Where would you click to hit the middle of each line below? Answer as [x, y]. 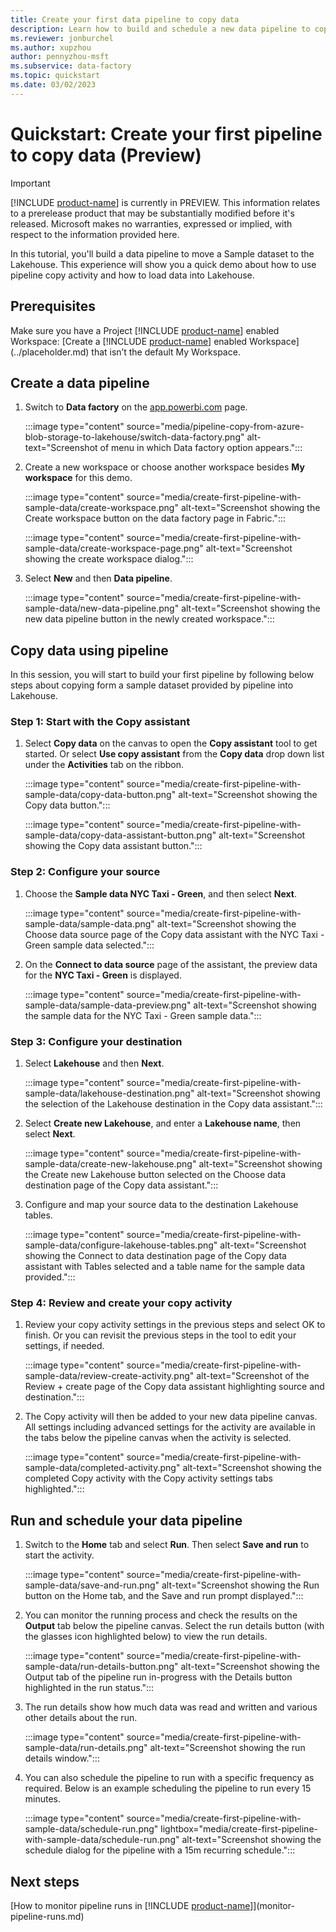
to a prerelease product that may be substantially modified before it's [152, 213]
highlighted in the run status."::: [89, 1688]
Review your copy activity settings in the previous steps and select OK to [175, 1325]
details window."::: [62, 1758]
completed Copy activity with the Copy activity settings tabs [149, 1478]
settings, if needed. [64, 1346]
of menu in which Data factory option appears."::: [201, 448]
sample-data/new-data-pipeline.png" [102, 608]
